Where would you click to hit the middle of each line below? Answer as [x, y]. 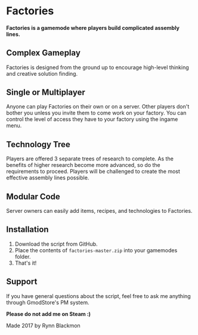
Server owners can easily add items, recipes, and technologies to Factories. [99, 211]
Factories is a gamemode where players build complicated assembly [93, 27]
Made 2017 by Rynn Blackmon [43, 325]
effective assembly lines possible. [48, 178]
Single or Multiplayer [46, 92]
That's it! [26, 263]
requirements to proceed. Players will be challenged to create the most [93, 172]
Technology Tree [38, 144]
